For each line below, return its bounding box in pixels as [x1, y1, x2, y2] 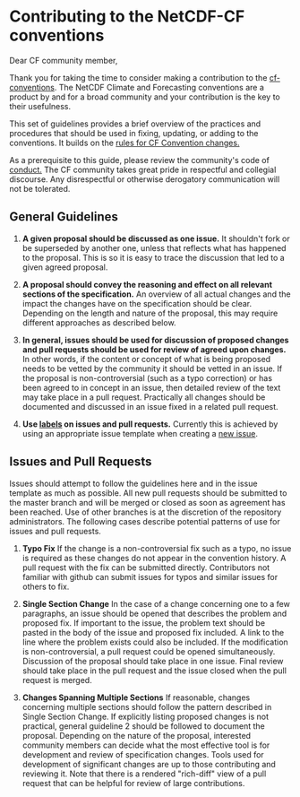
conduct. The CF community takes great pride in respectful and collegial [9, 164, 277, 175]
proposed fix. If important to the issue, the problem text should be [21, 617, 266, 628]
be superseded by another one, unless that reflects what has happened [21, 242, 287, 253]
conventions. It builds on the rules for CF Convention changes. [9, 137, 240, 148]
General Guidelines [9, 209, 118, 225]
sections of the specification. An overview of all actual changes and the [21, 289, 291, 299]
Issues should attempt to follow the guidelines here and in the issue [9, 478, 258, 489]
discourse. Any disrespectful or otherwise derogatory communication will [9, 173, 280, 185]
